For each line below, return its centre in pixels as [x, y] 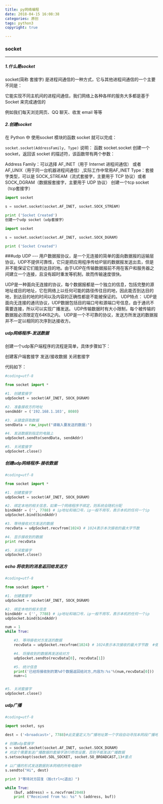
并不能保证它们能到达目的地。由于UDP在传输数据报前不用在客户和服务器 [78, 268]
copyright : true [21, 28]
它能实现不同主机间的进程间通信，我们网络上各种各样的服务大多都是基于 [77, 96]
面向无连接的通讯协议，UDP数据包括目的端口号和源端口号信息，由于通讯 [78, 303]
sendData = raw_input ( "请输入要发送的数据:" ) [49, 425]
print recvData [20, 542]
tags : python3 [19, 23]
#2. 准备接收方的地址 [24, 407]
